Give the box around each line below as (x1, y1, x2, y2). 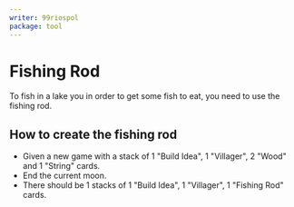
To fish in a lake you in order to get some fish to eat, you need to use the (9, 91, 280, 102)
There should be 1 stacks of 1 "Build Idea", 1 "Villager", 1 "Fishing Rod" (22, 180, 284, 191)
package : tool (9, 22, 64, 31)
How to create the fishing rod (9, 126, 178, 142)
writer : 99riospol (9, 13, 79, 23)
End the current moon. (22, 170, 107, 182)
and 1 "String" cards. (22, 161, 101, 172)
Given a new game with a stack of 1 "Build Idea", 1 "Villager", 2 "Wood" (22, 151, 288, 162)
